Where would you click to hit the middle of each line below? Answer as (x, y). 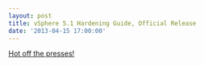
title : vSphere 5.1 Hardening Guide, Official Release (102, 23)
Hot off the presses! (42, 54)
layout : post (30, 16)
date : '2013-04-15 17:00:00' (57, 31)
